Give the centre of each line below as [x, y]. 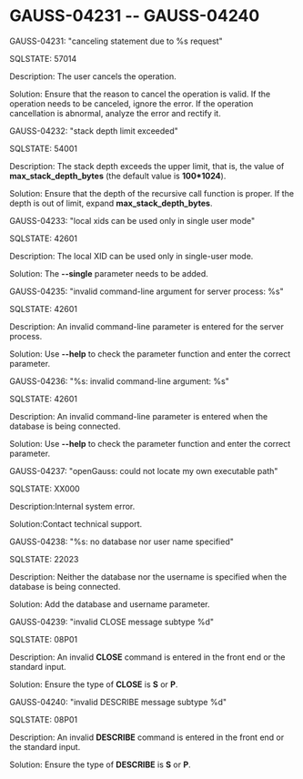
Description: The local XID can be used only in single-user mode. [131, 256]
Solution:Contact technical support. [76, 523]
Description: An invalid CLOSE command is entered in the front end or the [147, 657]
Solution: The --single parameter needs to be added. [109, 273]
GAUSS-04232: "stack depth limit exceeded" [94, 131]
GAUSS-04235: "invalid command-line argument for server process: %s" [146, 291]
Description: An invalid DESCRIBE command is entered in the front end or [147, 737]
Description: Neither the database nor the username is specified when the [148, 577]
